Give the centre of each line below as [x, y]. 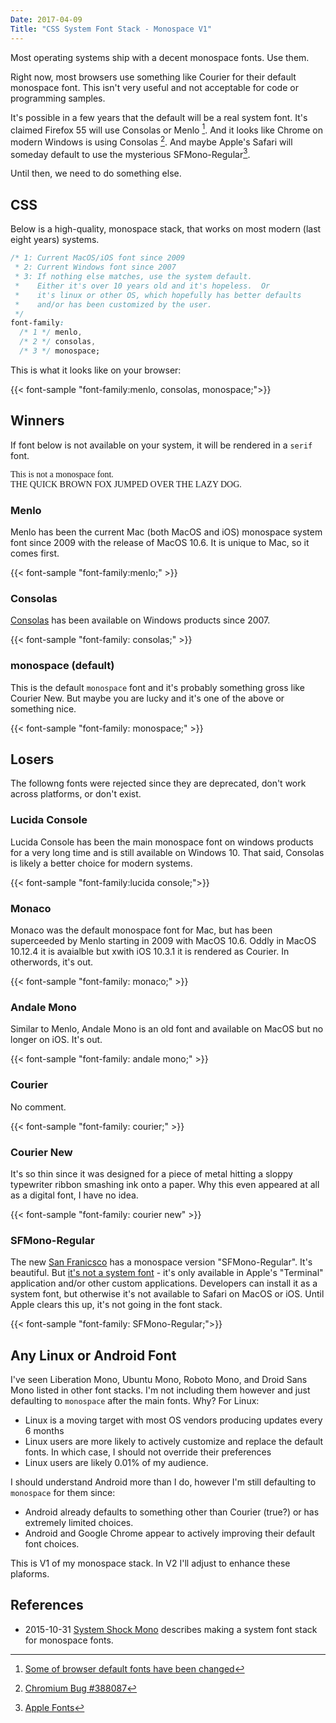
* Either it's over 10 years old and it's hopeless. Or [142, 286]
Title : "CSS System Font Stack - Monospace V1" [111, 29]
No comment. [38, 1107]
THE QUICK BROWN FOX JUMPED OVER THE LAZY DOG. [126, 484]
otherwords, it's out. [52, 962]
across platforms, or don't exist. [76, 794]
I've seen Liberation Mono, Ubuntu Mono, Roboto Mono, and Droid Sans [159, 1380]
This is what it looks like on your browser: [96, 370]
